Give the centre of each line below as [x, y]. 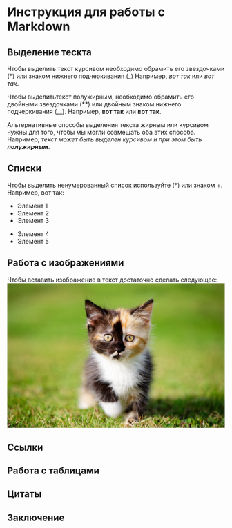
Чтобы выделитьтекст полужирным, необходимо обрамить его [101, 97]
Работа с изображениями [66, 263]
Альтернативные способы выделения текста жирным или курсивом [108, 125]
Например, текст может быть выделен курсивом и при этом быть [105, 139]
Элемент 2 [33, 213]
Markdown [39, 27]
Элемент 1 [32, 206]
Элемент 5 [33, 241]
